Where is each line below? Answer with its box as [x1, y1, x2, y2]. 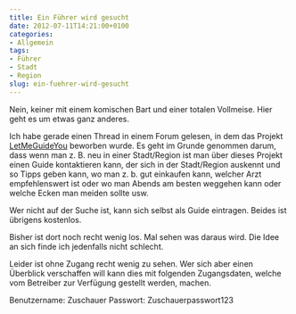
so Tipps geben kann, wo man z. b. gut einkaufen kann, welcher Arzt [9, 169, 262, 179]
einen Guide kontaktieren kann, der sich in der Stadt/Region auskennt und [9, 159, 281, 169]
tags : [9, 46, 29, 55]
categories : [9, 29, 53, 38]
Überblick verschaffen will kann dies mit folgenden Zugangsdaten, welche [9, 268, 282, 278]
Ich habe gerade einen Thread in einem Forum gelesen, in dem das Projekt [9, 130, 284, 141]
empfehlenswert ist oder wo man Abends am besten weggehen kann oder [9, 178, 282, 188]
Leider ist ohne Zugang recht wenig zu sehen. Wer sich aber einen [9, 258, 254, 269]
